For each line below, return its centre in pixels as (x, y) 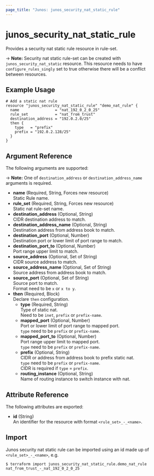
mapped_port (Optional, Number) (55, 320)
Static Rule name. (31, 198)
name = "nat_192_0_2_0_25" (55, 110)
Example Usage (30, 90)
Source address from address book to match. (59, 273)
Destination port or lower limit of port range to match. (68, 241)
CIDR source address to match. (45, 262)
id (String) (23, 416)
